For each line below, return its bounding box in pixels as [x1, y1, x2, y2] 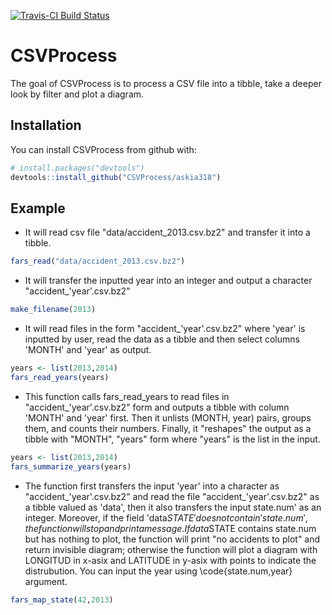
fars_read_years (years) [10, 372, 110, 382]
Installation [10, 117, 82, 134]
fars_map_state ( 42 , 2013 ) [10, 595, 114, 605]
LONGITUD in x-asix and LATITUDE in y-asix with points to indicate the [24, 554, 317, 566]
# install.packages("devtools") [10, 163, 145, 173]
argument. [24, 575, 68, 587]
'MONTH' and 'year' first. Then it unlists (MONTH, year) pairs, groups [24, 411, 312, 424]
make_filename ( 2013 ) [10, 305, 97, 315]
